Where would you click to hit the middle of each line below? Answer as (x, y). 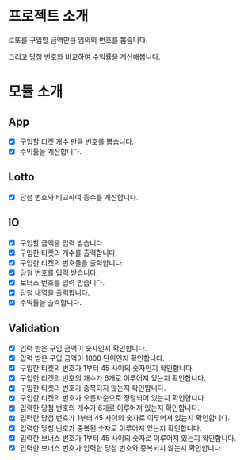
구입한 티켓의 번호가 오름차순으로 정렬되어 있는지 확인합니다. (113, 398)
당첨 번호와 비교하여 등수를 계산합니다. (79, 197)
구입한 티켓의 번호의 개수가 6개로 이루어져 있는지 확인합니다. (112, 378)
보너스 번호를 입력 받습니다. (62, 282)
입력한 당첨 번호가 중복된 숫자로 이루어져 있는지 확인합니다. (111, 428)
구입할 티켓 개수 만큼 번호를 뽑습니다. (77, 141)
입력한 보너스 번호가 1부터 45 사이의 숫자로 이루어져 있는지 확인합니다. (128, 438)
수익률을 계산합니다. (50, 151)
